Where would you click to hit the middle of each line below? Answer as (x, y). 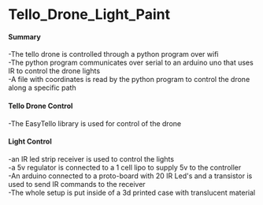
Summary (24, 36)
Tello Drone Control (41, 106)
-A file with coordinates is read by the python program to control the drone (129, 80)
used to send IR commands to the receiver (77, 184)
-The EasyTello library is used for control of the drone (95, 123)
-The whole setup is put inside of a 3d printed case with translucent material (132, 192)
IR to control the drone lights (54, 71)
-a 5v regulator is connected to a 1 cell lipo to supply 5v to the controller (125, 167)
